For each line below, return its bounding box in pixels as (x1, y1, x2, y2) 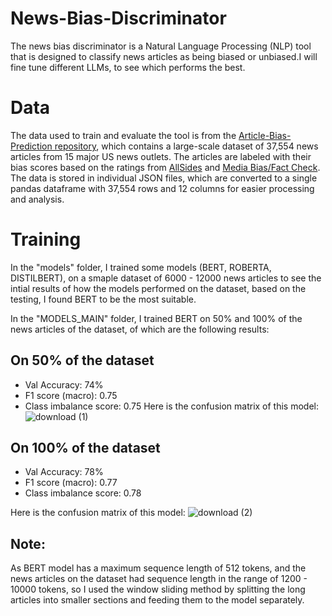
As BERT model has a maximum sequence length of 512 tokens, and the (10, 562, 307, 574)
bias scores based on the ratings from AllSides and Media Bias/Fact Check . (10, 161, 321, 173)
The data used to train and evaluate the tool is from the (10, 129, 237, 141)
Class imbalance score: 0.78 (24, 487, 142, 499)
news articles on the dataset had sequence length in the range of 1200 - (10, 573, 308, 585)
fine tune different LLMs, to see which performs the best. (10, 61, 246, 73)
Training (10, 228, 82, 251)
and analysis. (10, 193, 65, 205)
